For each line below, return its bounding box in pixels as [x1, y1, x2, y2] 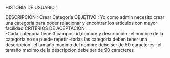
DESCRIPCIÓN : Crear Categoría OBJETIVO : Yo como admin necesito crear [5, 14, 165, 20]
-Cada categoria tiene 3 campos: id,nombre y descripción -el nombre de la [5, 31, 164, 36]
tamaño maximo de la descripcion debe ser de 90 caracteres [5, 47, 134, 53]
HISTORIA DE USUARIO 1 [5, 5, 58, 10]
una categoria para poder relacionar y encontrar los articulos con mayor [5, 20, 158, 26]
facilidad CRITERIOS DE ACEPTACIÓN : [5, 25, 88, 31]
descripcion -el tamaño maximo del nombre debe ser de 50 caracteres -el [5, 42, 162, 48]
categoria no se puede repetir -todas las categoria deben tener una [5, 36, 147, 42]
